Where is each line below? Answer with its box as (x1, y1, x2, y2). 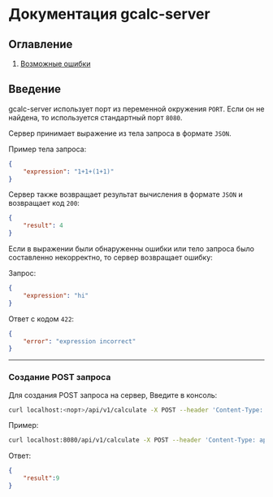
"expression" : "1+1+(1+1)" (23, 168, 115, 176)
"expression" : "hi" (23, 291, 89, 299)
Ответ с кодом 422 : (8, 314, 75, 324)
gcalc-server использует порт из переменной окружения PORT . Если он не (8, 103, 265, 114)
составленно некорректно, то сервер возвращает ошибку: (8, 253, 213, 263)
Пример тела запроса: (8, 144, 87, 154)
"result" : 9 (23, 474, 60, 482)
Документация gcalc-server (8, 5, 210, 24)
